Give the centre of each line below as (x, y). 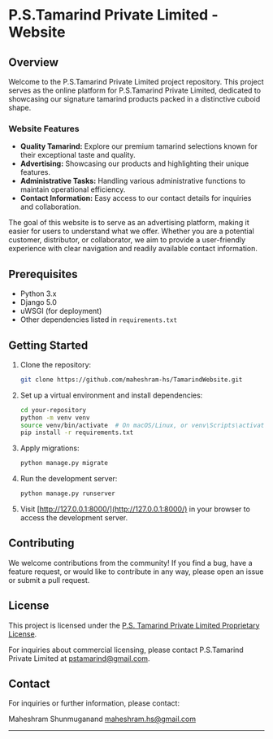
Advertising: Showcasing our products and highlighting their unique (134, 163)
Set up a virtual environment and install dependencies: (111, 395)
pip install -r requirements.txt (77, 433)
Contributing (41, 543)
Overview (34, 62)
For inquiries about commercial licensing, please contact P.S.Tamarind (126, 650)
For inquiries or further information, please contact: (94, 703)
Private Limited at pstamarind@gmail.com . (79, 658)
